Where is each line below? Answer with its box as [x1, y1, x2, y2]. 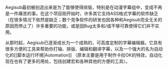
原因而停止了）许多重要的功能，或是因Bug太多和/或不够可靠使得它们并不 [5, 23, 155, 29]
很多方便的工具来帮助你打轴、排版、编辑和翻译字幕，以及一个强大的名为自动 [5, 46, 163, 52]
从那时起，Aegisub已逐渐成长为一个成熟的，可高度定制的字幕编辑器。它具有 [5, 40, 162, 46]
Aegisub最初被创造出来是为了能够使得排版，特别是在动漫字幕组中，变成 [5, 4, 154, 10]
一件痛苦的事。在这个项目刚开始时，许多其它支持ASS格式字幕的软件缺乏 [9, 10, 158, 16]
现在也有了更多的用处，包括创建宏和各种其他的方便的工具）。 [5, 59, 130, 64]
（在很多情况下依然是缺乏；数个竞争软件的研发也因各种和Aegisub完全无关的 [5, 17, 162, 22]
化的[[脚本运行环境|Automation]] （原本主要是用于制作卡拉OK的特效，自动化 [5, 52, 162, 58]
